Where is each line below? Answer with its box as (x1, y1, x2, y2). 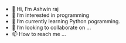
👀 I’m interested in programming (11, 12, 90, 19)
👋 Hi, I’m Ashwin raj (11, 6, 59, 12)
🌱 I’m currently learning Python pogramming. (11, 18, 120, 24)
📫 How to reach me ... (11, 31, 66, 37)
